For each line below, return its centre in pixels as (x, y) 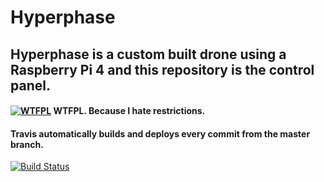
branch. (27, 144)
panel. (30, 85)
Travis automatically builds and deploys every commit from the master (160, 133)
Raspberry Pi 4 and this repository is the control (162, 69)
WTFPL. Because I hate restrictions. (129, 111)
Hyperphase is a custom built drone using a (148, 54)
